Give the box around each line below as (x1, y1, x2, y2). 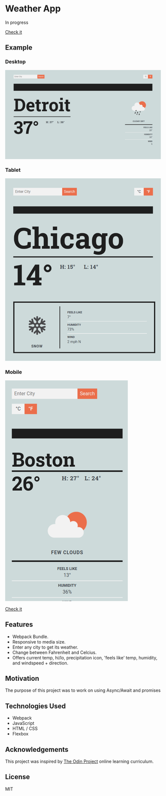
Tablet (5, 167, 21, 174)
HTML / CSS (12, 725, 38, 731)
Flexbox (12, 731, 29, 737)
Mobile (5, 368, 22, 375)
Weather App (5, 3, 61, 14)
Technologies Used (5, 702, 66, 710)
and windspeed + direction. (12, 660, 68, 666)
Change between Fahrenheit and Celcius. (12, 649, 97, 655)
